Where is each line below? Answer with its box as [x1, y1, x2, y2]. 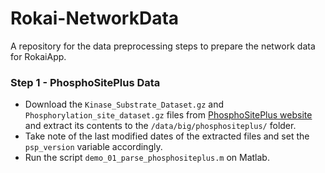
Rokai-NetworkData [10, 7, 180, 30]
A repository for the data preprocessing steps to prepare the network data [10, 40, 316, 52]
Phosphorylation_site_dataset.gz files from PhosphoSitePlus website [24, 109, 313, 121]
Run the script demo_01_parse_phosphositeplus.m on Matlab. [24, 152, 270, 164]
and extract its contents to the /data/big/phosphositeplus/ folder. [24, 120, 297, 132]
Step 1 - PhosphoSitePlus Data [10, 75, 161, 89]
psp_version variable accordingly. [24, 141, 163, 153]
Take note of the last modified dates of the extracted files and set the [24, 130, 310, 142]
